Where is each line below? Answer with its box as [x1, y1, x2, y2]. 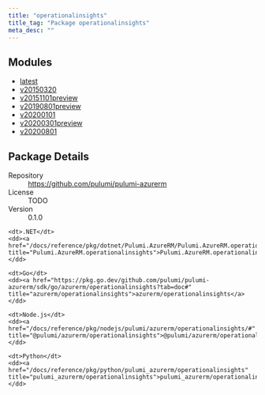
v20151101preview [19, 93, 79, 103]
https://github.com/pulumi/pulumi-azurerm [28, 179, 167, 188]
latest [19, 77, 38, 86]
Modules [8, 55, 53, 69]
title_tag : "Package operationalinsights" [8, 19, 150, 27]
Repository [8, 171, 43, 180]
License [8, 187, 34, 197]
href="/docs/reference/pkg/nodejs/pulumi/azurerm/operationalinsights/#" [8, 325, 256, 333]
